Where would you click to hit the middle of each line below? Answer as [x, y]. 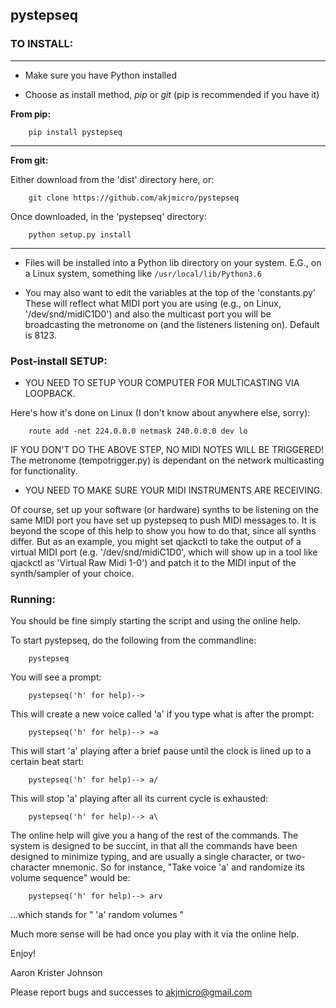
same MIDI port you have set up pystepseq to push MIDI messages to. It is [163, 520]
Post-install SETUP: [59, 361]
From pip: [31, 114]
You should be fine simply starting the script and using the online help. [155, 621]
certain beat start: [47, 762]
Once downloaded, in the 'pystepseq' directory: [108, 216]
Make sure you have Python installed [100, 75]
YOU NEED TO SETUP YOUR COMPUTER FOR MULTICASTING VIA [162, 382]
